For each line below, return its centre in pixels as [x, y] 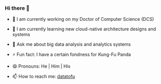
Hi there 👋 [17, 8]
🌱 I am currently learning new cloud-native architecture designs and [84, 29]
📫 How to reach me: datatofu [44, 76]
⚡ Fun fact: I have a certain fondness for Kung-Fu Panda [72, 54]
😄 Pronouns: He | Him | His [41, 66]
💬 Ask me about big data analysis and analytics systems [72, 44]
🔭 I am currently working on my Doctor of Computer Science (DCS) [83, 19]
